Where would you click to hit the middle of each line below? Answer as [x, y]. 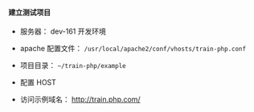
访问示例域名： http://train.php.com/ [80, 99]
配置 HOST [38, 82]
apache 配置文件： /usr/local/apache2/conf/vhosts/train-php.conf [133, 49]
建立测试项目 [29, 12]
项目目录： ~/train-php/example [73, 66]
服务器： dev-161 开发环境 [63, 31]
